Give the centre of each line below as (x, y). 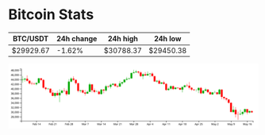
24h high (123, 39)
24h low (167, 39)
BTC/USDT (31, 39)
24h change (77, 39)
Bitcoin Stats (51, 15)
